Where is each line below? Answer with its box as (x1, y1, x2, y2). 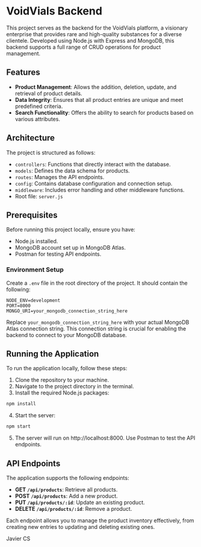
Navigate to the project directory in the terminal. (14, 383, 134, 390)
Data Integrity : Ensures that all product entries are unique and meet (14, 96, 184, 103)
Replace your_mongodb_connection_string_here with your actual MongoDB (6, 318, 190, 326)
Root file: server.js (14, 192, 63, 200)
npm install (6, 401, 36, 407)
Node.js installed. (14, 238, 58, 245)
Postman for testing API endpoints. (14, 250, 102, 258)
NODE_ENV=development (6, 297, 61, 303)
